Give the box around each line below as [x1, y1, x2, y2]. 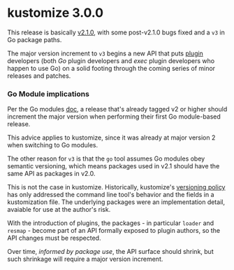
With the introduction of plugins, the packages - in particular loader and [7, 219, 214, 227]
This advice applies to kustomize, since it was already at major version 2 [7, 133, 216, 142]
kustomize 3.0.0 [7, 5, 103, 21]
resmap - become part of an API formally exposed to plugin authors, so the [7, 227, 221, 235]
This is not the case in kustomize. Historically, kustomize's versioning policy [7, 183, 226, 191]
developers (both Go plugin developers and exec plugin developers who [7, 56, 215, 65]
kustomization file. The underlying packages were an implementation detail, [7, 198, 226, 206]
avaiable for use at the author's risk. [7, 205, 111, 214]
